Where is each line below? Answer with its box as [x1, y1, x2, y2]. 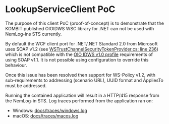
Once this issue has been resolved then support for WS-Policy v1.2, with [5, 72, 155, 78]
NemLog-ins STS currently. [5, 31, 62, 37]
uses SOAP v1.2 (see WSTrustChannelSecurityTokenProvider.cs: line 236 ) [5, 46, 159, 52]
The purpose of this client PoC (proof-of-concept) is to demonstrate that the [5, 20, 164, 26]
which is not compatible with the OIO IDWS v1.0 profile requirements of [5, 51, 153, 57]
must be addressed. [5, 82, 47, 89]
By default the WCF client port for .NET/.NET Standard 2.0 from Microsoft [5, 40, 158, 46]
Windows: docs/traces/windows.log [12, 107, 87, 113]
